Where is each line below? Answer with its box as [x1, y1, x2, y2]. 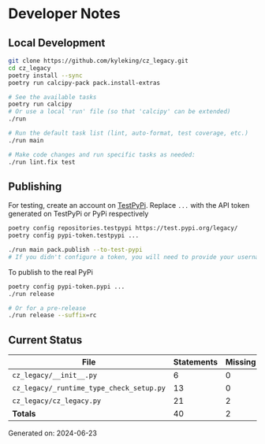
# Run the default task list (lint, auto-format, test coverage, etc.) [8, 129, 248, 137]
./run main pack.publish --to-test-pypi [8, 246, 144, 254]
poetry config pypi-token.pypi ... [8, 283, 125, 290]
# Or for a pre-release [8, 304, 87, 312]
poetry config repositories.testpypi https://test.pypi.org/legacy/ [8, 224, 238, 232]
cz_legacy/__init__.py [12, 371, 97, 380]
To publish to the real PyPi [8, 267, 93, 276]
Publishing [8, 179, 62, 193]
